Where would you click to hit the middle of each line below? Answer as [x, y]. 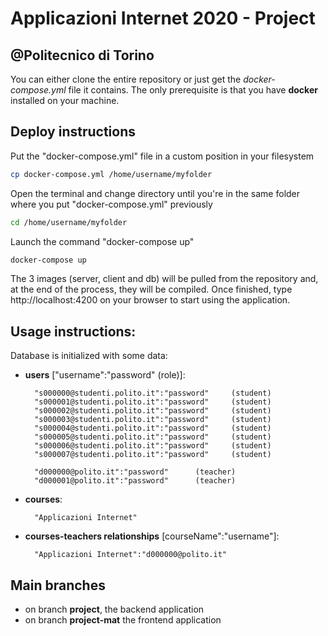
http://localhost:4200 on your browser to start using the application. [150, 300]
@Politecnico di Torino [82, 55]
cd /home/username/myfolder [69, 222]
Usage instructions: [73, 331]
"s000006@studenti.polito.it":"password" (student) [153, 446]
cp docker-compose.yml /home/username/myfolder [111, 174]
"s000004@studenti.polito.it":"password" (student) [153, 428]
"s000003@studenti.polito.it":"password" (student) [153, 420]
